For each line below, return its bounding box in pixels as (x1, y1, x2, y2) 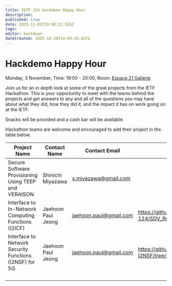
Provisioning (8, 172, 38, 179)
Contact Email (85, 147, 120, 154)
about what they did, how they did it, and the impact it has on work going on (5, 101, 166, 107)
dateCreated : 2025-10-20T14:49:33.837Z (5, 36, 91, 41)
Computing (8, 211, 35, 219)
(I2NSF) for (8, 258, 35, 266)
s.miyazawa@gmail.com (72, 175, 131, 182)
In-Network (8, 205, 37, 212)
